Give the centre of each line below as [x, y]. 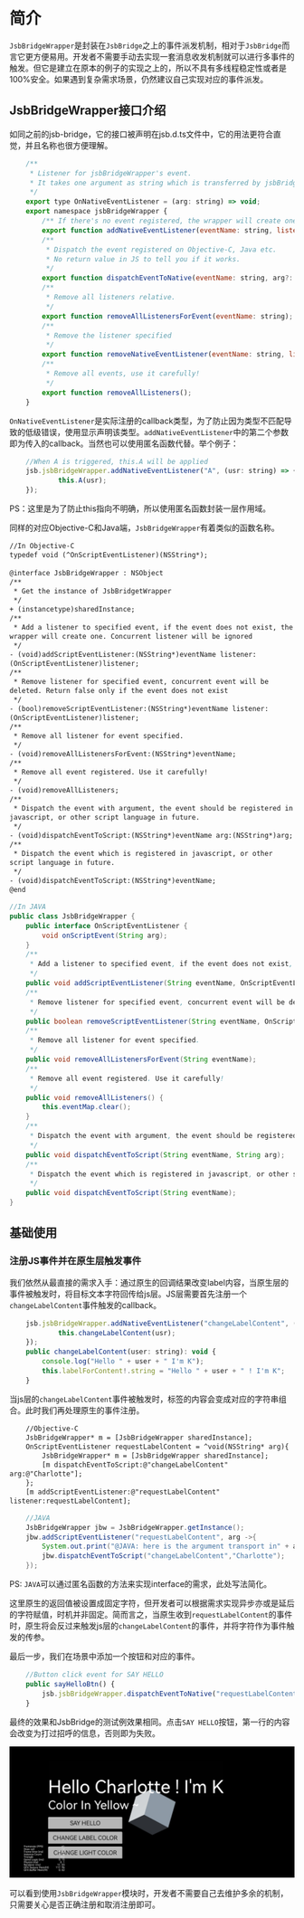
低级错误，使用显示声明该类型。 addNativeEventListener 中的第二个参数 [157, 432]
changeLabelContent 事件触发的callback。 [85, 1305]
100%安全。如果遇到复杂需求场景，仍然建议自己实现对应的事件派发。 [139, 79]
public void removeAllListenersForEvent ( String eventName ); [141, 1059]
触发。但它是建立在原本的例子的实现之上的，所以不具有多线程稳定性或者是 [148, 68]
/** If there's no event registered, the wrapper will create [161, 221]
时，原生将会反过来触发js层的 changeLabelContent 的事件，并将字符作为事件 [148, 1626]
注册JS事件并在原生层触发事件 [76, 1261]
